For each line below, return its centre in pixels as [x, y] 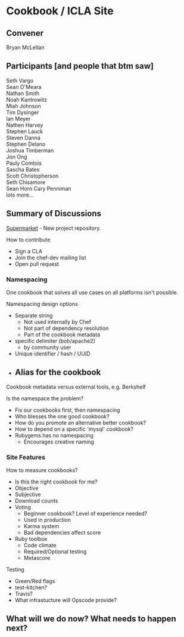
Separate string [34, 316]
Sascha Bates [23, 169]
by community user [47, 347]
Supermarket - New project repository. [54, 228]
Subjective [28, 495]
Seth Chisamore [26, 182]
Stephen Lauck [25, 131]
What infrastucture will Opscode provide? [66, 600]
